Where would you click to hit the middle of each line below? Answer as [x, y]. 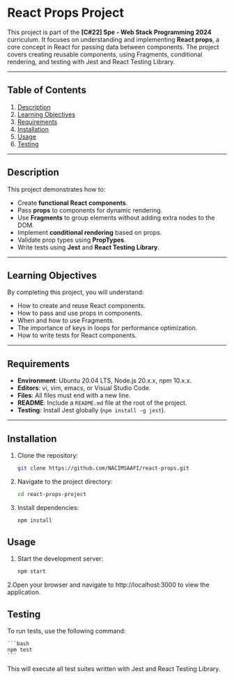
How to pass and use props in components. [80, 313]
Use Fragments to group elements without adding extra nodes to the [116, 217]
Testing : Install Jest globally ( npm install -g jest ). [91, 410]
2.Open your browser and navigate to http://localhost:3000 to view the [109, 585]
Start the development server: [60, 559]
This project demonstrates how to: [56, 189]
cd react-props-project [52, 494]
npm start [32, 572]
